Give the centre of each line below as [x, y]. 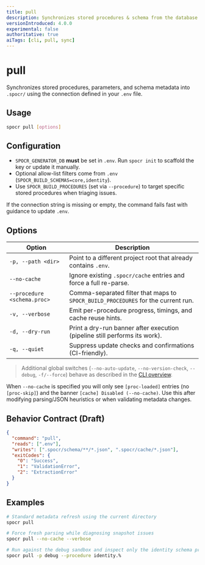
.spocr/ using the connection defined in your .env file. [74, 94]
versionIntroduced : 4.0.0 [39, 23]
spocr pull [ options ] [34, 127]
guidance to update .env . [38, 211]
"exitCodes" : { [31, 455]
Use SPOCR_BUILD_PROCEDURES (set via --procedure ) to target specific [100, 187]
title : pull [21, 12]
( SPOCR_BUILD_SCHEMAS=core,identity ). [63, 180]
